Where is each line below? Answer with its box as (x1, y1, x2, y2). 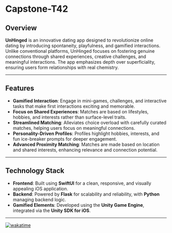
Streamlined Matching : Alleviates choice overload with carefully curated (12, 119, 166, 126)
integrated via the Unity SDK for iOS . (12, 207, 91, 213)
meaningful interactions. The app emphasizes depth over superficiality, (5, 59, 156, 65)
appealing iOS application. (12, 185, 69, 191)
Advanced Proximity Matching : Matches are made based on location (12, 141, 160, 147)
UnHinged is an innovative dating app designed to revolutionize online (5, 37, 154, 43)
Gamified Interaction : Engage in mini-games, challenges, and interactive (12, 98, 167, 104)
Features (5, 84, 34, 93)
